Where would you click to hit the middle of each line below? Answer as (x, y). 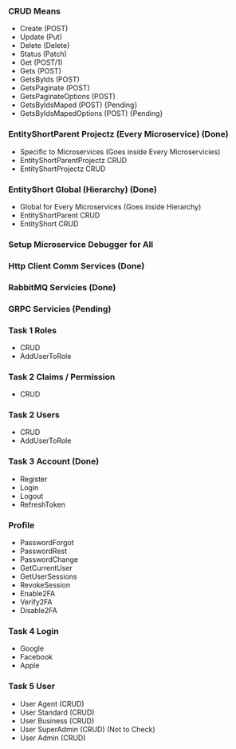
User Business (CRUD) (57, 720)
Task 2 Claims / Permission (62, 376)
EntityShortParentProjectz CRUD (73, 160)
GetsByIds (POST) (49, 80)
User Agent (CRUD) (52, 703)
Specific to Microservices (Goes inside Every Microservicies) (120, 151)
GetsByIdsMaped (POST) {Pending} (79, 105)
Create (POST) (44, 29)
